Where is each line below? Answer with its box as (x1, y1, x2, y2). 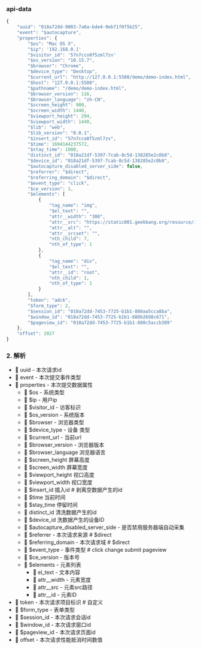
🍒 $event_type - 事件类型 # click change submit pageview (23, 546, 167, 554)
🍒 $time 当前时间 (23, 494, 66, 501)
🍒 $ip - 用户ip (23, 396, 57, 404)
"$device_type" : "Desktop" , (28, 68, 98, 75)
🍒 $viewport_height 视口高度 (23, 471, 95, 479)
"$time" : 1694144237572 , (28, 141, 90, 147)
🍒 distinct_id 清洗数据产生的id (23, 509, 97, 516)
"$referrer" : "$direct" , (28, 169, 90, 175)
